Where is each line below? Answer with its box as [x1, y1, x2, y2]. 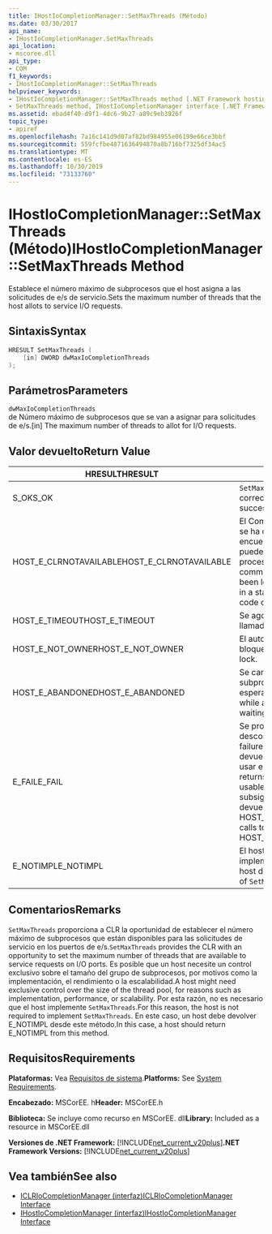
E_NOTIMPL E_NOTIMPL [12, 861, 104, 871]
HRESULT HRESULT [84, 468, 159, 479]
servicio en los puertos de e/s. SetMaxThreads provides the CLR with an [8, 942, 243, 952]
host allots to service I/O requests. [8, 301, 123, 311]
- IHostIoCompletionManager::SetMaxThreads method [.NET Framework [8, 95, 241, 103]
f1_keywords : [8, 72, 53, 80]
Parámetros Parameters [8, 383, 129, 398]
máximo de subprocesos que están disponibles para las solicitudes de [8, 933, 243, 943]
